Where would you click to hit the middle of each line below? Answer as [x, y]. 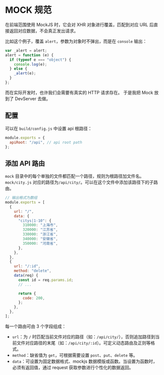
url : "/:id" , [27, 266]
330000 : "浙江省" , [40, 234]
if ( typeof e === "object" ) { [40, 59]
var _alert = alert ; [26, 50]
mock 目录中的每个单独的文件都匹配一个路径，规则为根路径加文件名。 [75, 176]
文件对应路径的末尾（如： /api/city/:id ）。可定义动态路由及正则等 [83, 343]
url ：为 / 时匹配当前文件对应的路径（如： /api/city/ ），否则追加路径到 [84, 337]
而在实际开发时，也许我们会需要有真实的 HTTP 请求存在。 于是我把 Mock [79, 92]
